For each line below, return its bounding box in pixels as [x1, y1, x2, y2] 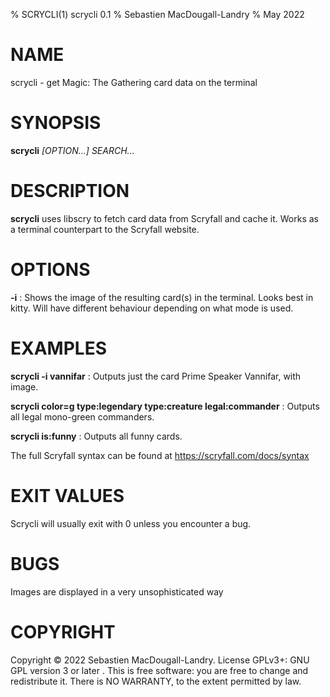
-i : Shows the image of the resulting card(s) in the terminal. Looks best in [10, 291, 314, 303]
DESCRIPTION [10, 180, 130, 203]
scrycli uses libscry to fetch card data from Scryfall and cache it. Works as [10, 212, 320, 224]
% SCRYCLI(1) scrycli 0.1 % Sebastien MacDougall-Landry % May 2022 [10, 9, 305, 20]
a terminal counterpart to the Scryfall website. [10, 223, 200, 235]
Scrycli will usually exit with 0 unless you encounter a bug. [10, 517, 252, 529]
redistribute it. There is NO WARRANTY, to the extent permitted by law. [10, 675, 302, 687]
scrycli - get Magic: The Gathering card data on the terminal [10, 76, 258, 88]
